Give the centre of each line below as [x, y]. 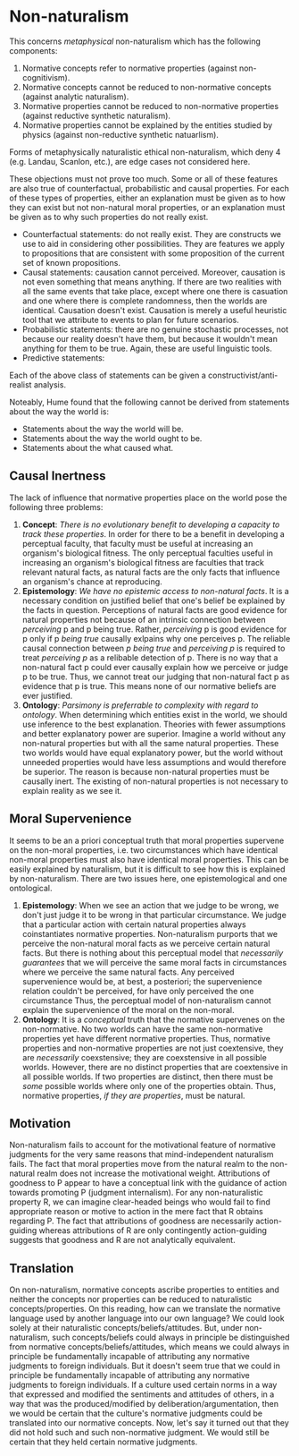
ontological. [31, 888]
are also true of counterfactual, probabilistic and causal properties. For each [149, 188]
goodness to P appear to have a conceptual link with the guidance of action [148, 1183]
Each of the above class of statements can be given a [108, 375]
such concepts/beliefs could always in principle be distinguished [171, 1337]
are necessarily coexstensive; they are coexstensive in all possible [145, 1057]
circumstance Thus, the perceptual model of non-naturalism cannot [147, 1000]
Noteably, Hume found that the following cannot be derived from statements [149, 402]
